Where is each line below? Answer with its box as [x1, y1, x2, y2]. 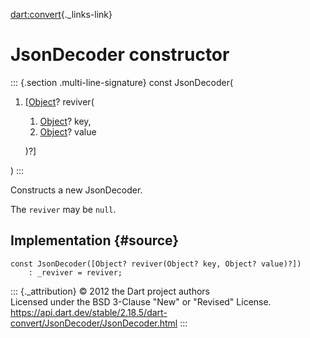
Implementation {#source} [10, 232, 180, 249]
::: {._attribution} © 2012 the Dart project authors [10, 285, 210, 297]
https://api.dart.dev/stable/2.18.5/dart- [10, 306, 168, 318]
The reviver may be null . [10, 203, 117, 215]
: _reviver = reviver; [28, 267, 123, 278]
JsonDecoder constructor [10, 44, 230, 66]
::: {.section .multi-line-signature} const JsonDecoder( [10, 76, 234, 88]
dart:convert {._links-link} [10, 9, 113, 20]
